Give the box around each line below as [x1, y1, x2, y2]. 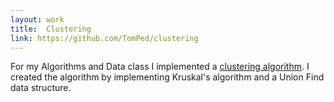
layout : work [10, 14, 65, 25]
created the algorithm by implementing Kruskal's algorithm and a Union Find [10, 71, 325, 83]
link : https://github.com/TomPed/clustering [10, 33, 199, 43]
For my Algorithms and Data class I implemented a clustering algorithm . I [10, 61, 310, 73]
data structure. [10, 82, 72, 94]
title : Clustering [10, 24, 92, 34]
